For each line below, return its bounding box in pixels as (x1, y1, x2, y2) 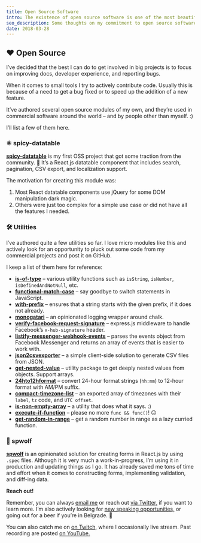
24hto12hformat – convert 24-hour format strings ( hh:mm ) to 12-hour (14, 377, 184, 384)
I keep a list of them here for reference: (6, 263, 103, 271)
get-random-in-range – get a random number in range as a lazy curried (14, 415, 193, 422)
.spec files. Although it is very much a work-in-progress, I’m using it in (6, 457, 179, 464)
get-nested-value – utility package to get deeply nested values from (14, 364, 185, 371)
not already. (14, 307, 45, 314)
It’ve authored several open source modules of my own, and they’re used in (6, 106, 193, 113)
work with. (14, 345, 41, 352)
